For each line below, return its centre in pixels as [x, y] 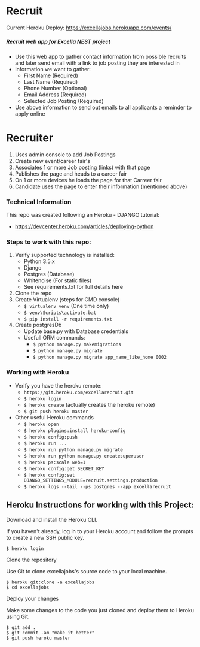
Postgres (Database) [49, 274]
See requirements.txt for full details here [73, 287]
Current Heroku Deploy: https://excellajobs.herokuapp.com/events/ [89, 28]
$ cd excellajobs [28, 587]
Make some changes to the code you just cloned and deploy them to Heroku [100, 610]
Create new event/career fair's [53, 161]
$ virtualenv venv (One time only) [66, 306]
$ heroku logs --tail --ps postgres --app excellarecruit [97, 486]
